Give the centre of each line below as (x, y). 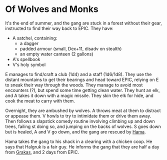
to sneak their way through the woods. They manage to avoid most (74, 85)
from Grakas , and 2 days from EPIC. (42, 152)
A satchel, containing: (35, 38)
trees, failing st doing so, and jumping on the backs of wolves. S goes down (83, 126)
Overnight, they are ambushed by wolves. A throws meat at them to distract (83, 110)
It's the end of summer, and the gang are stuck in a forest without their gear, (84, 23)
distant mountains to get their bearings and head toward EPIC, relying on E (82, 79)
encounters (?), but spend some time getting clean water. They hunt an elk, (82, 90)
